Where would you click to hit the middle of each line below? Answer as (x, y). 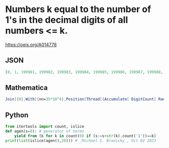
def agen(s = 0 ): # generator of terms (45, 131)
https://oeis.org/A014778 (31, 44)
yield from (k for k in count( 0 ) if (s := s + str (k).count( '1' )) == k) (85, 136)
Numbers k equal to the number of (78, 9)
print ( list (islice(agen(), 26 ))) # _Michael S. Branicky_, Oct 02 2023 (81, 140)
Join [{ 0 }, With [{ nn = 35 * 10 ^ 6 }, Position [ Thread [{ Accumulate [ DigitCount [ (81, 99)
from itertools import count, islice (45, 127)
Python (17, 115)
